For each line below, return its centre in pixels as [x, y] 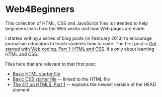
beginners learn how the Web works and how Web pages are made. [75, 28]
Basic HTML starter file [36, 73]
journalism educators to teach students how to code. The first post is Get [81, 43]
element [21, 89]
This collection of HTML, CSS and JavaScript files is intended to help [77, 23]
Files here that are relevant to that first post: [51, 64]
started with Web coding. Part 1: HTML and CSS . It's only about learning [80, 49]
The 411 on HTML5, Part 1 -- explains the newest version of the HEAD [84, 84]
